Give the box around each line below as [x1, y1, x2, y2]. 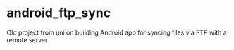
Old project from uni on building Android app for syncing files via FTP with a [6, 28, 227, 37]
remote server [6, 35, 48, 44]
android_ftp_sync [6, 5, 111, 21]
